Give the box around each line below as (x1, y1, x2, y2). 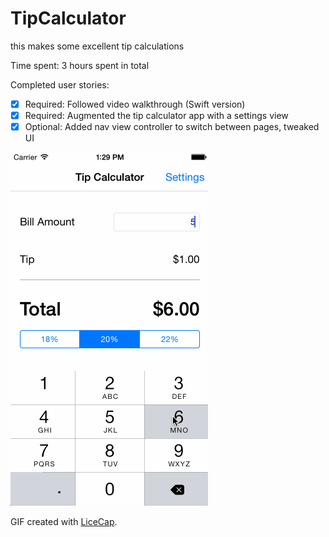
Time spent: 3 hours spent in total (10, 59, 150, 71)
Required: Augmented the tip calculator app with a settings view (24, 110, 289, 121)
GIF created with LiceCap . (10, 516, 118, 528)
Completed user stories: (10, 78, 110, 91)
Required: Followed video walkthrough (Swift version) (24, 98, 246, 110)
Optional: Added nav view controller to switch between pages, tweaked (24, 121, 320, 133)
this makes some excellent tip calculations (10, 40, 185, 52)
